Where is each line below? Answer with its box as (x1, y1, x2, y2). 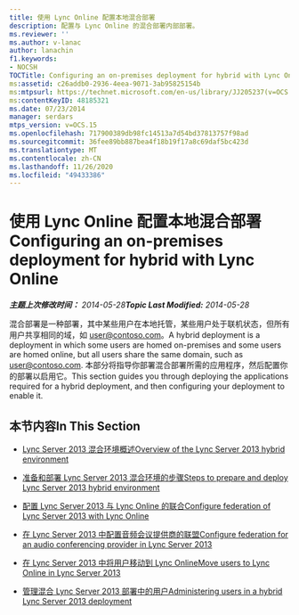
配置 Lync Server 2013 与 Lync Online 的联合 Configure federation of (21, 501, 271, 511)
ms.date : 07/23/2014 (9, 104, 86, 113)
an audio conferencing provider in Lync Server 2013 (21, 539, 213, 549)
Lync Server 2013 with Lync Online (21, 511, 149, 521)
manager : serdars (9, 112, 74, 121)
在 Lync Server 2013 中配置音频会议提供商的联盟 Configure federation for (21, 529, 289, 539)
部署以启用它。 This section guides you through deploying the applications (16, 371, 289, 381)
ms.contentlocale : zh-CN (9, 153, 101, 163)
